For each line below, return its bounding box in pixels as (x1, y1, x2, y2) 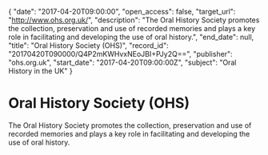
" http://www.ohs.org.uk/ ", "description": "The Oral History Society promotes (8, 15, 260, 25)
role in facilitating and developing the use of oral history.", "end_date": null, (8, 32, 254, 42)
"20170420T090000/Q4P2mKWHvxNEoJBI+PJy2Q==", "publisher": (8, 50, 234, 58)
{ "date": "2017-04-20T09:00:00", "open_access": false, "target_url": (8, 7, 236, 16)
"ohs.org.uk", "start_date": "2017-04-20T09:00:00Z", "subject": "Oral (8, 58, 237, 67)
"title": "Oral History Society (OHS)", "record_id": (8, 41, 170, 50)
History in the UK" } (8, 66, 74, 75)
